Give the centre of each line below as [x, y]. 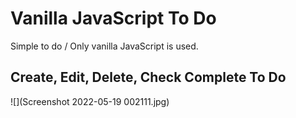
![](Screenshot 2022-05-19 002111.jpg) [90, 101]
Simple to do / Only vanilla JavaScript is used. [104, 46]
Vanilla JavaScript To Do [113, 18]
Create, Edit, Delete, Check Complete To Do [148, 77]
